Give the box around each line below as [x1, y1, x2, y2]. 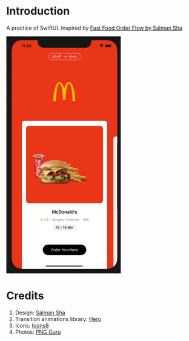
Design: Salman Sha [15, 309, 65, 316]
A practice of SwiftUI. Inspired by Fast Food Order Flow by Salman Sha [6, 24, 183, 31]
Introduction [6, 4, 70, 18]
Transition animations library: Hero [15, 315, 102, 322]
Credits [6, 289, 44, 303]
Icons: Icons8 [15, 322, 50, 329]
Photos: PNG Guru [15, 328, 61, 336]
